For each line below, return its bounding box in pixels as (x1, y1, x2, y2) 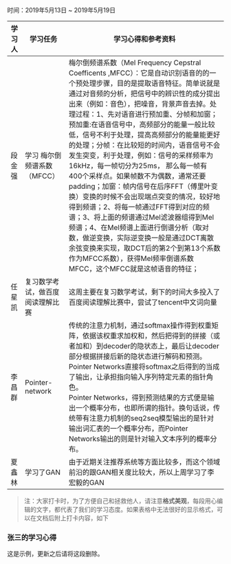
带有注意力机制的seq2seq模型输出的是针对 (75, 414, 214, 422)
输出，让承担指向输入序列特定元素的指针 (75, 372, 207, 381)
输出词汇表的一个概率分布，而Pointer (68, 424, 188, 433)
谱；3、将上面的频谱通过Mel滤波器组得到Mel (68, 212, 214, 222)
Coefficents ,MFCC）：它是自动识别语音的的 (68, 68, 210, 78)
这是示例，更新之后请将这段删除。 (7, 550, 104, 558)
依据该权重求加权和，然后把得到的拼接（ (82, 331, 214, 340)
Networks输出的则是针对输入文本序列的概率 (68, 434, 210, 443)
